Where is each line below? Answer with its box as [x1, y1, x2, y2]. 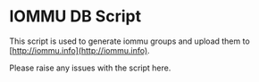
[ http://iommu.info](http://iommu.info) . [9, 45, 150, 55]
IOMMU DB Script [9, 6, 141, 27]
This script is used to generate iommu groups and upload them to [9, 36, 250, 46]
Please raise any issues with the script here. [9, 62, 171, 73]
